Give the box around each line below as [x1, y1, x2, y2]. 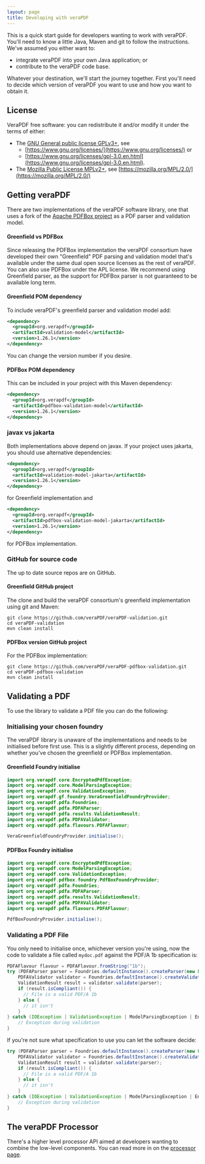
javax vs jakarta [7, 428, 55, 437]
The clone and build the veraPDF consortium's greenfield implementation [7, 596, 190, 604]
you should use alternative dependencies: [7, 449, 112, 456]
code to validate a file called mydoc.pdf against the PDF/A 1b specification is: [7, 951, 198, 958]
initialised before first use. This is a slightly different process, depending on [7, 743, 196, 750]
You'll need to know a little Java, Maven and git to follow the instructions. [7, 38, 190, 45]
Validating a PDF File [7, 931, 69, 939]
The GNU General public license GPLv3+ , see [15, 140, 130, 147]
